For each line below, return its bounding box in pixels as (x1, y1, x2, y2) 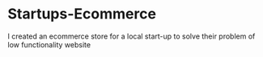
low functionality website (7, 39, 91, 49)
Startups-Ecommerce (7, 5, 157, 23)
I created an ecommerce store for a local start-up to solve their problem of (7, 31, 256, 41)
